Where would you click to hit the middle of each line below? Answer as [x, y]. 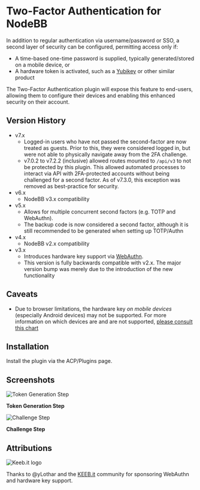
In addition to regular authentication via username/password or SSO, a [93, 40]
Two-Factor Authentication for [84, 11]
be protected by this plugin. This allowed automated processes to [104, 167]
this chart [27, 327]
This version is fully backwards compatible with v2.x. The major [102, 263]
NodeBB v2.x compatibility [57, 244]
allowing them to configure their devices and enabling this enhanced [91, 95]
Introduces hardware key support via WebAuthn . [84, 256]
